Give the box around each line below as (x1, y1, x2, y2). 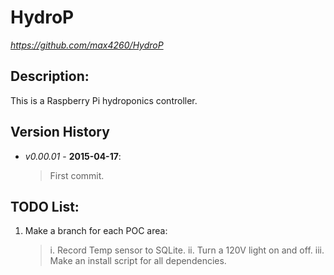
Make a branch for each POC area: (24, 225, 168, 237)
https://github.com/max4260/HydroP (10, 39, 164, 51)
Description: (10, 68, 90, 85)
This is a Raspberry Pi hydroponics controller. (10, 94, 198, 106)
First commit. (49, 169, 105, 181)
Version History (10, 124, 110, 141)
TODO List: (10, 198, 80, 215)
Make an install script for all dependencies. (49, 255, 227, 267)
